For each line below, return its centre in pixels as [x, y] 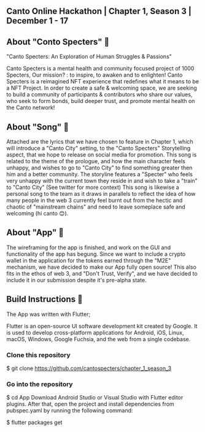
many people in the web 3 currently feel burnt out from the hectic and [95, 201]
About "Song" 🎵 [38, 127]
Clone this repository [38, 355]
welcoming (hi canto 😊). [37, 214]
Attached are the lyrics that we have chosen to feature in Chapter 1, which [100, 142]
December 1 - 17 [37, 21]
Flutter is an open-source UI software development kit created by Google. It [102, 326]
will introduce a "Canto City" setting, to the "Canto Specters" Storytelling [99, 148]
